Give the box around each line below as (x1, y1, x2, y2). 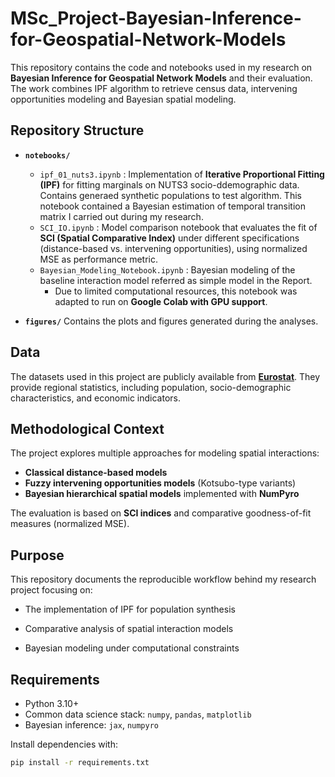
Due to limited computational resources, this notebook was (54, 285, 298, 297)
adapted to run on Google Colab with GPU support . (54, 295, 268, 307)
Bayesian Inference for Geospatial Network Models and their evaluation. (10, 72, 313, 84)
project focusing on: (10, 584, 93, 596)
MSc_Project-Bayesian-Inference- (10, 7, 302, 30)
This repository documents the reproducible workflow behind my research (10, 573, 317, 586)
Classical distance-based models (24, 467, 168, 479)
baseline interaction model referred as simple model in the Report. (39, 274, 313, 286)
